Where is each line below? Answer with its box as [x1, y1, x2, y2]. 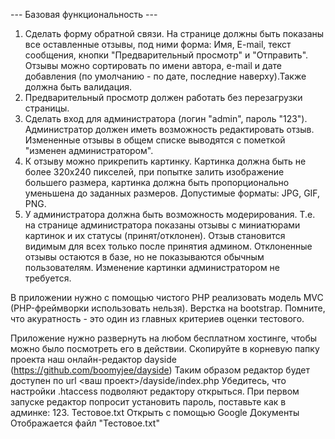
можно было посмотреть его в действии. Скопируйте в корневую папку [10, 343, 320, 354]
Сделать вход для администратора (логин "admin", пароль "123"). [24, 113, 308, 124]
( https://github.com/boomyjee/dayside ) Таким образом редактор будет [10, 364, 310, 376]
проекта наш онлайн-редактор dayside [10, 354, 177, 365]
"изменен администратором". [24, 145, 154, 156]
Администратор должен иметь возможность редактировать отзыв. [24, 124, 315, 135]
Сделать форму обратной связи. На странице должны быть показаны [24, 28, 325, 39]
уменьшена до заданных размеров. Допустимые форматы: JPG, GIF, [24, 187, 321, 199]
